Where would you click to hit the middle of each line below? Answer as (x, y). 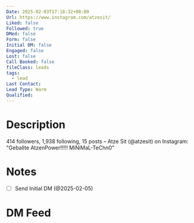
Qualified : (20, 95)
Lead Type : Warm (26, 90)
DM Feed (29, 213)
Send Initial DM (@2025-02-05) (54, 188)
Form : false (21, 39)
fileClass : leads (28, 67)
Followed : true (25, 28)
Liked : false (22, 23)
